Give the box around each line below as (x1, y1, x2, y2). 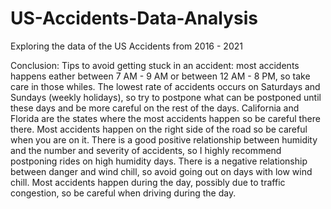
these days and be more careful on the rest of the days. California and (10, 102, 300, 114)
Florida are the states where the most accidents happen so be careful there (10, 112, 321, 124)
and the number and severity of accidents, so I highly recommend (10, 144, 282, 156)
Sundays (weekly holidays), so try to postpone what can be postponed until (10, 91, 322, 103)
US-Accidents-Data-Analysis (10, 7, 258, 30)
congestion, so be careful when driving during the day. (10, 187, 237, 199)
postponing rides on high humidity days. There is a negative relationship (10, 155, 308, 167)
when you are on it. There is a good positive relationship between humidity (10, 133, 318, 146)
